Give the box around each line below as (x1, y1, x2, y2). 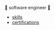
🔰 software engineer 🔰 (4, 5, 51, 10)
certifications (11, 20, 39, 25)
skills (11, 14, 23, 20)
